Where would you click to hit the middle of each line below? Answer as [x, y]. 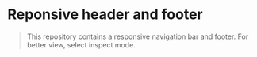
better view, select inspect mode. [81, 44]
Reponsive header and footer [105, 15]
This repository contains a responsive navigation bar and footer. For [138, 36]
